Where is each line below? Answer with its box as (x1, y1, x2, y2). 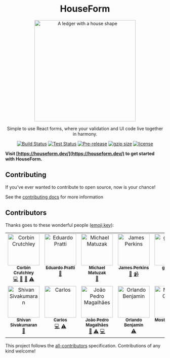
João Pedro (85, 317, 109, 323)
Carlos (53, 317, 67, 323)
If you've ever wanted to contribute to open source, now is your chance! (5, 184, 156, 190)
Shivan (16, 317, 31, 323)
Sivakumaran (10, 322, 37, 328)
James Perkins (118, 265, 149, 271)
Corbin (17, 265, 31, 271)
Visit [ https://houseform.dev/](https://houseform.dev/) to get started (5, 150, 155, 156)
